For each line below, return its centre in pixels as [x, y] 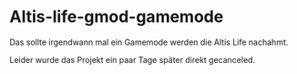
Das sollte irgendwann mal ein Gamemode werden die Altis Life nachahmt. [149, 42]
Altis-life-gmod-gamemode [117, 17]
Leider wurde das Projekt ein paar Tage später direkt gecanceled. [133, 59]
